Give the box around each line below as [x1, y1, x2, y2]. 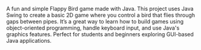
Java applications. [6, 37, 52, 44]
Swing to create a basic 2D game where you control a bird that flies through [6, 11, 196, 19]
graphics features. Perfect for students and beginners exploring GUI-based [6, 31, 194, 38]
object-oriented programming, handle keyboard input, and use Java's [6, 24, 180, 31]
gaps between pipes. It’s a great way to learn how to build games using [6, 18, 184, 25]
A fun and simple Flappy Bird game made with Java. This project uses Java [6, 5, 194, 12]
